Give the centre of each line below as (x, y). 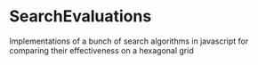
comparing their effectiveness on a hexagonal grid (101, 50)
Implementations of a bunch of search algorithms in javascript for (129, 41)
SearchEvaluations (81, 16)
